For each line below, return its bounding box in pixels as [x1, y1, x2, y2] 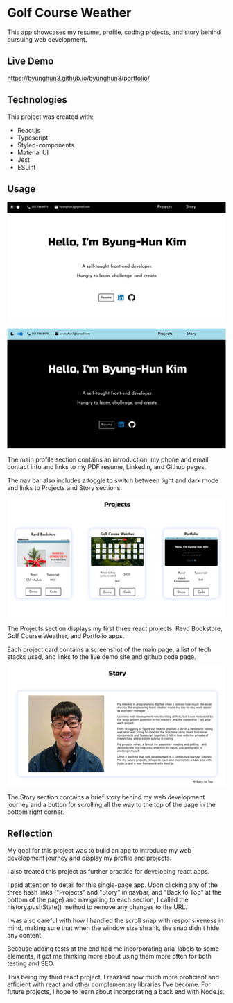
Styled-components [17, 140, 75, 149]
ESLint [17, 163, 36, 171]
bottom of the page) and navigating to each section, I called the [7, 895, 189, 904]
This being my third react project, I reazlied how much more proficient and [7, 972, 220, 981]
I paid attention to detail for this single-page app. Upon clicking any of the [7, 881, 218, 889]
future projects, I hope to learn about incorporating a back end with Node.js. [7, 987, 225, 995]
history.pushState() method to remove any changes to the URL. [7, 902, 188, 911]
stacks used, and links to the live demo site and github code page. [7, 653, 196, 661]
